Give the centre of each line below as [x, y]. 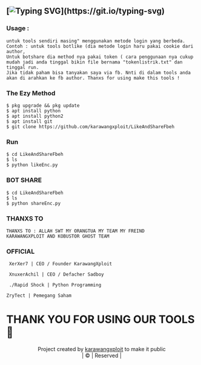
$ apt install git [29, 121]
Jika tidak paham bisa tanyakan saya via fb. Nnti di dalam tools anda [98, 73]
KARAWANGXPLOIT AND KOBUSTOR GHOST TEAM [58, 236]
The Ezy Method [31, 93]
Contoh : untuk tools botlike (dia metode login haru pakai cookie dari [100, 46]
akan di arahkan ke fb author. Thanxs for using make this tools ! [93, 78]
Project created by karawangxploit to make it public [102, 349]
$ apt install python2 [35, 116]
